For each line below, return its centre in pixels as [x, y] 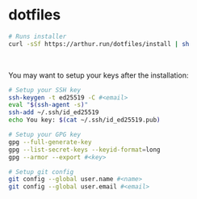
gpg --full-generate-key [50, 142]
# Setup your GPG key [45, 135]
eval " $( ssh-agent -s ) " [48, 105]
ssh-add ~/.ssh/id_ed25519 [54, 112]
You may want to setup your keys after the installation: [98, 75]
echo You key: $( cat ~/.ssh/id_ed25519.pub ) [84, 120]
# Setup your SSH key [45, 90]
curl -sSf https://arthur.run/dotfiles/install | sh [99, 44]
